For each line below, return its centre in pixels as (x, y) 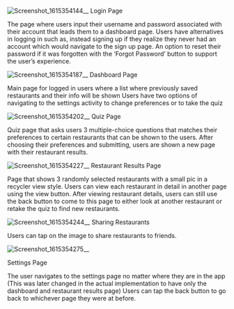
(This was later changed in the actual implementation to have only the (107, 283)
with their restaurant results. (48, 152)
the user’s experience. (39, 61)
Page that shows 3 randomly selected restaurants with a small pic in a (107, 179)
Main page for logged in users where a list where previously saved (103, 88)
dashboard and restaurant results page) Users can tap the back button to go (117, 291)
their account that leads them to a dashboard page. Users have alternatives (116, 32)
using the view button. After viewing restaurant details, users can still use (112, 194)
